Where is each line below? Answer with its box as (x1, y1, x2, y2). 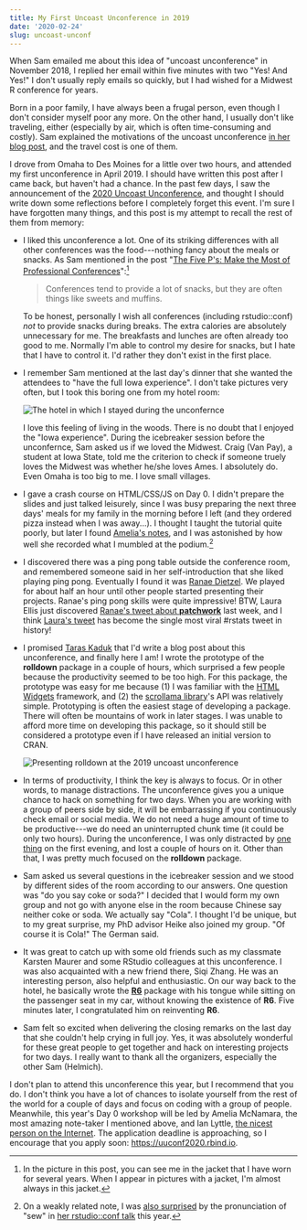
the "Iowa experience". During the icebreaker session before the (22, 432, 265, 444)
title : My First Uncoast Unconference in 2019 (9, 13, 190, 23)
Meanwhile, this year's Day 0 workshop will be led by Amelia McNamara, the (9, 1107, 298, 1118)
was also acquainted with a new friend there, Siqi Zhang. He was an (22, 966, 279, 977)
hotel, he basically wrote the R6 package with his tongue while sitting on (22, 985, 296, 996)
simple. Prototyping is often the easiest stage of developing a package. (22, 701, 291, 711)
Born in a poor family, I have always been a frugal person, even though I (9, 102, 281, 113)
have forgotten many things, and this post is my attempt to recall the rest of (9, 208, 293, 219)
